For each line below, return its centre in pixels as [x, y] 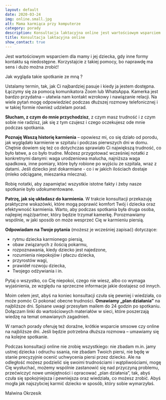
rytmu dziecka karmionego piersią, [48, 239]
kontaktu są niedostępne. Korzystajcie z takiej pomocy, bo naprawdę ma [79, 61]
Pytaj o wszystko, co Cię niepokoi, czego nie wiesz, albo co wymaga [75, 280]
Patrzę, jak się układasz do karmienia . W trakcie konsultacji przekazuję [79, 199]
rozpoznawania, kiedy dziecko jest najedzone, [59, 250]
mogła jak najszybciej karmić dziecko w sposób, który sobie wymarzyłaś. [80, 383]
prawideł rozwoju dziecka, [39, 265]
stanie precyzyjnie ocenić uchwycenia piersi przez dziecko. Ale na [73, 357]
